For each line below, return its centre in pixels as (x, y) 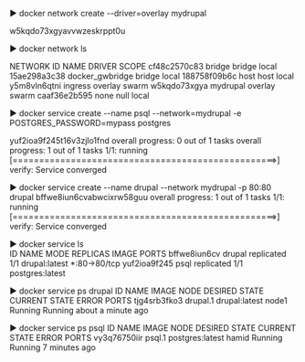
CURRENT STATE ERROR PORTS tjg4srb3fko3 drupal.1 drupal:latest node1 (148, 300)
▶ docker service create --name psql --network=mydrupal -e (126, 113)
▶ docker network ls (48, 48)
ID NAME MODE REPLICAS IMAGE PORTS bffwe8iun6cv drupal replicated (148, 254)
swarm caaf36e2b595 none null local (79, 96)
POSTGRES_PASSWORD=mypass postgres (90, 123)
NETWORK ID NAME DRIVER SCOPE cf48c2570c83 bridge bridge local (143, 66)
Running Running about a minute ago (79, 310)
